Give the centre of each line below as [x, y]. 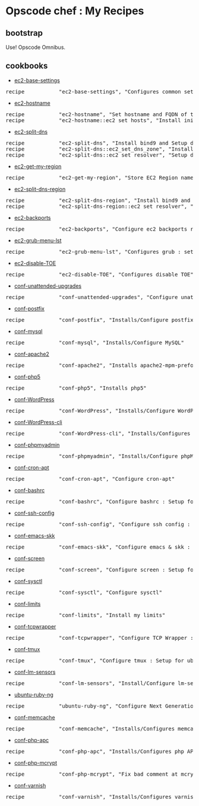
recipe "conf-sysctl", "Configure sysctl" [84, 592]
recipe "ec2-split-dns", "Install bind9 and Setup [97, 143]
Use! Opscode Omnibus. [36, 47]
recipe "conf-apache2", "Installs [72, 365]
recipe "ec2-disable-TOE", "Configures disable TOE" [99, 274]
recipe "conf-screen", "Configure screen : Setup [95, 570]
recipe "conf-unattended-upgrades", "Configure [92, 297]
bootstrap [24, 33]
